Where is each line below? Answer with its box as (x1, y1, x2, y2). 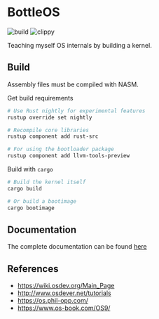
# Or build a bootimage (7, 197, 77, 204)
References (7, 263, 59, 275)
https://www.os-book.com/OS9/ (17, 304, 111, 313)
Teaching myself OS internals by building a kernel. (7, 41, 152, 49)
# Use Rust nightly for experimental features (7, 107, 146, 115)
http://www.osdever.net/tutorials (17, 289, 111, 297)
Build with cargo (7, 165, 54, 173)
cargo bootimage (7, 204, 55, 211)
